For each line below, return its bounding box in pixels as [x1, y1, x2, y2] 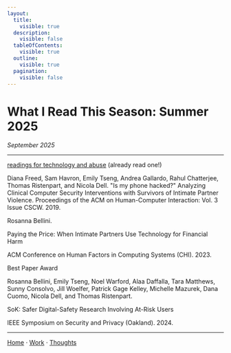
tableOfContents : [13, 42, 63, 49]
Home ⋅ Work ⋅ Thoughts [7, 339, 77, 347]
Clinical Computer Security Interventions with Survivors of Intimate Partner [7, 189, 219, 197]
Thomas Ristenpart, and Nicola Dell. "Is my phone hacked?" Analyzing [7, 182, 206, 190]
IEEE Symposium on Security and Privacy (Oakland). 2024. [7, 319, 174, 327]
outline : [13, 55, 38, 62]
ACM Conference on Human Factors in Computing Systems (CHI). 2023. [7, 250, 212, 259]
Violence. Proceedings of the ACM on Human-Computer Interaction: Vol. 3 [7, 196, 219, 204]
